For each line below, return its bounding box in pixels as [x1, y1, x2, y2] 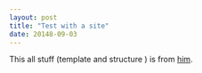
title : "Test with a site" [9, 21, 109, 30]
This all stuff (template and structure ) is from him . [9, 54, 193, 65]
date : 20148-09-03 [9, 29, 77, 38]
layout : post [9, 12, 58, 22]
